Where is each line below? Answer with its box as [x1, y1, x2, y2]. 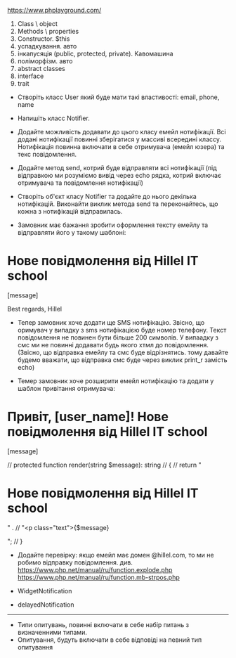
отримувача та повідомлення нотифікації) [17, 179, 144, 187]
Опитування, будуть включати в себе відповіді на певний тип [17, 636, 202, 644]
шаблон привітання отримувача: [17, 384, 116, 392]
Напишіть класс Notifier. [17, 114, 90, 122]
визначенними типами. [17, 628, 88, 636]
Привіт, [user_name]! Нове [7, 409, 169, 425]
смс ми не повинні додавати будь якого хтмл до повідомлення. [17, 340, 209, 349]
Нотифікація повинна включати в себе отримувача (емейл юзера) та [17, 143, 225, 150]
